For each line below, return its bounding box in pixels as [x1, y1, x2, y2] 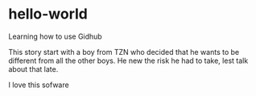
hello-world [8, 5, 89, 23]
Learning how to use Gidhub [8, 31, 102, 41]
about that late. [8, 64, 59, 73]
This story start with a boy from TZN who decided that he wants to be [8, 47, 240, 56]
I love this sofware [8, 80, 70, 90]
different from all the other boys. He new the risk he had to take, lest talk [8, 56, 249, 65]
